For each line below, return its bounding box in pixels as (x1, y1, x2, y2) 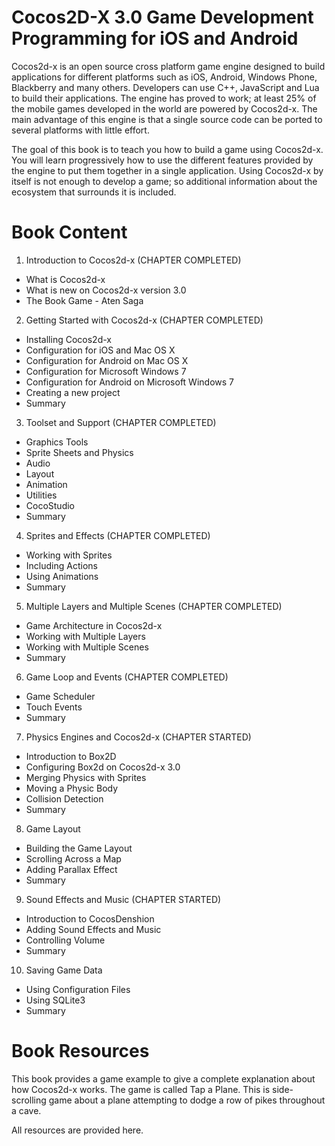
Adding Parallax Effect (25, 863, 118, 875)
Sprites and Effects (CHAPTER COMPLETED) (25, 529, 211, 541)
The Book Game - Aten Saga (25, 294, 144, 306)
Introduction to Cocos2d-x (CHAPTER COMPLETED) (25, 254, 242, 266)
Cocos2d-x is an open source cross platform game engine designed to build (11, 60, 326, 72)
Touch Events (25, 701, 83, 713)
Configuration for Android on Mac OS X (25, 354, 189, 366)
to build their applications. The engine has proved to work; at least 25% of (11, 92, 317, 104)
